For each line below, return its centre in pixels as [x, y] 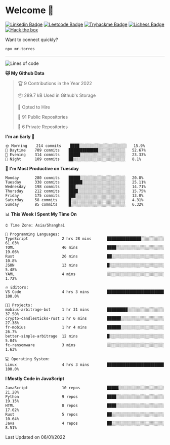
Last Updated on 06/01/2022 [35, 437]
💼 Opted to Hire [34, 107]
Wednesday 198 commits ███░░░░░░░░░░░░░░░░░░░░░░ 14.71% [75, 187]
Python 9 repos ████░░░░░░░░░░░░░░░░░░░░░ [85, 397]
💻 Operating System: [28, 359]
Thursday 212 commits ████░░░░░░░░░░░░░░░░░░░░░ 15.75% [75, 191]
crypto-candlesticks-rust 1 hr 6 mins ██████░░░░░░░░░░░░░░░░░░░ [85, 318]
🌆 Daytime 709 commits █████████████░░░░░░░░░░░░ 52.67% [75, 150]
